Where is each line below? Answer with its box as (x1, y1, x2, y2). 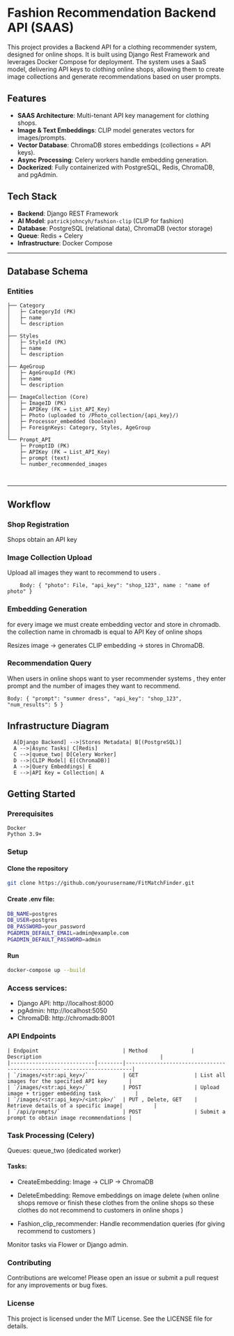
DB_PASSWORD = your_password (7, 923, 86, 930)
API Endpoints (7, 1031, 56, 1041)
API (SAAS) (7, 20, 75, 36)
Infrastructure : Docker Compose (17, 238, 113, 247)
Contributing (7, 1258, 52, 1267)
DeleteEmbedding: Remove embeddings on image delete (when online (17, 1191, 219, 1200)
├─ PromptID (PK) (19, 443, 70, 450)
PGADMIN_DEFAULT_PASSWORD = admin (7, 936, 101, 943)
